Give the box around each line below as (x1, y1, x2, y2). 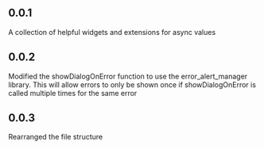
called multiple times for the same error (8, 88, 138, 97)
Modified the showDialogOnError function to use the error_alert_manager (8, 71, 248, 81)
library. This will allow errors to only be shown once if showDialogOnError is (8, 79, 257, 90)
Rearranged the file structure (8, 132, 103, 142)
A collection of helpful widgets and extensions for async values (8, 27, 216, 36)
